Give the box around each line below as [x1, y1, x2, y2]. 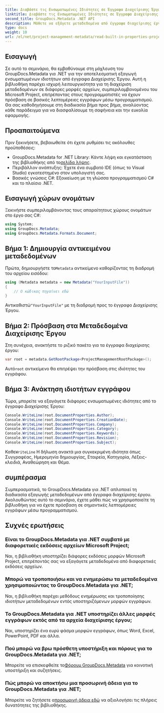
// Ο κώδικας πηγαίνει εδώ [14, 289, 69, 294]
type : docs [5, 25, 27, 30]
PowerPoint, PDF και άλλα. [5, 633, 60, 639]
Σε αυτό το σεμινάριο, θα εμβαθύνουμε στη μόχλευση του [5, 66, 123, 71]
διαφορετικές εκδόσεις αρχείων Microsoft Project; [5, 542, 130, 549]
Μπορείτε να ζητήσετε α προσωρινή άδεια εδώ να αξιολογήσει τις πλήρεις [5, 697, 157, 703]
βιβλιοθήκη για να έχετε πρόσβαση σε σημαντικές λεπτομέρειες [5, 502, 137, 508]
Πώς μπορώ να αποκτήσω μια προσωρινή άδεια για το [5, 680, 138, 687]
